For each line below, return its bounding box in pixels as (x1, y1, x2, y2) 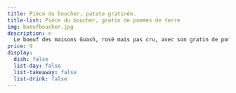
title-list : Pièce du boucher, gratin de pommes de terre (7, 17, 181, 24)
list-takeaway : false (13, 69, 77, 76)
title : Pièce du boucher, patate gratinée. (7, 10, 137, 17)
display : (7, 50, 33, 57)
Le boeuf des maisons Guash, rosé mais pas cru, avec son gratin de (13, 36, 218, 43)
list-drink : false (13, 75, 68, 83)
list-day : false (13, 62, 61, 69)
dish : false (13, 56, 49, 63)
